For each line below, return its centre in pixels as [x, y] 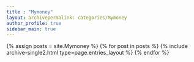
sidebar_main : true [31, 29]
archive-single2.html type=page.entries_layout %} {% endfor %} [88, 53]
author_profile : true [34, 23]
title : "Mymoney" [30, 12]
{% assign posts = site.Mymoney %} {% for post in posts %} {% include [97, 46]
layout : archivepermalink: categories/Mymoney [67, 18]
